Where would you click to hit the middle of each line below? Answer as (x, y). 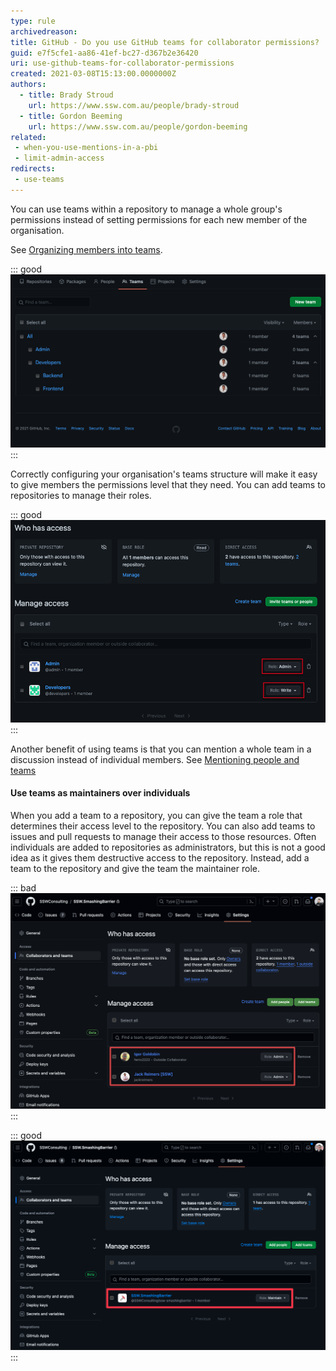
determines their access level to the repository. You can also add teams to (163, 826)
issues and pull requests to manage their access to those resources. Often (163, 836)
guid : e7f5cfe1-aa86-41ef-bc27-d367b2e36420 (104, 53)
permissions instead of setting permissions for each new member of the (159, 219)
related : (28, 137)
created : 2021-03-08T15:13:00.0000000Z (93, 74)
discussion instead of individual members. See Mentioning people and (155, 759)
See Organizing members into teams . (86, 249)
